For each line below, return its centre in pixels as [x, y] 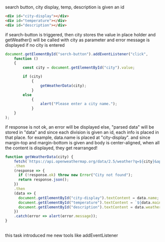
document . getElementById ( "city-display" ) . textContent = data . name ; [89, 198]
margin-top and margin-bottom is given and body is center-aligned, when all [82, 142]
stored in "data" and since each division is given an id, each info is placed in [82, 132]
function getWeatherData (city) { [39, 157]
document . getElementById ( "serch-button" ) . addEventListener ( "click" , [77, 54]
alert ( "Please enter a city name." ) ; [79, 104]
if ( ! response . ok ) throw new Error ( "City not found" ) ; [75, 175]
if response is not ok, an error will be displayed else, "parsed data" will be [80, 127]
